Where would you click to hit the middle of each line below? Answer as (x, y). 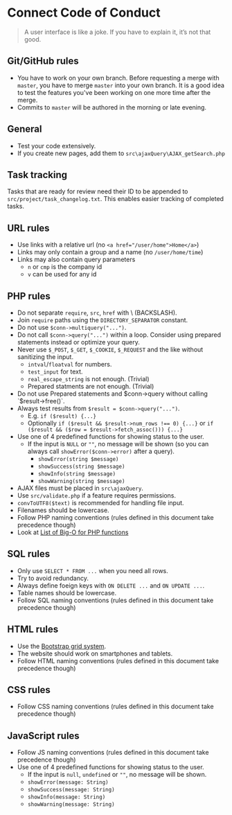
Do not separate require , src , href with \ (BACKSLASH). (97, 313)
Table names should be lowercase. (67, 593)
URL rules (28, 228)
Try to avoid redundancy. (53, 578)
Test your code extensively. (56, 146)
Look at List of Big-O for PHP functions (73, 532)
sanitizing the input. (45, 357)
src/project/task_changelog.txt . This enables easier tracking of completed (115, 199)
